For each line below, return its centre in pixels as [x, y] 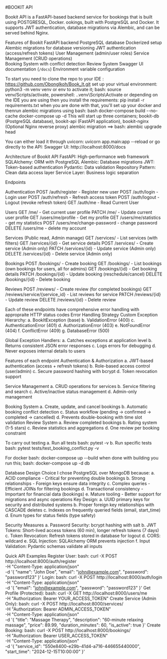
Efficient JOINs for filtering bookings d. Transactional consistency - [74, 489]
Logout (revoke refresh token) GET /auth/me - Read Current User [72, 202]
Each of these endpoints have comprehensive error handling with [72, 309]
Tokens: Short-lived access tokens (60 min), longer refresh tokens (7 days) [82, 530]
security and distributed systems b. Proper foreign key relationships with [80, 505]
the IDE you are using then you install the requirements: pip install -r [75, 100]
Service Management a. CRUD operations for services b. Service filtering [80, 386]
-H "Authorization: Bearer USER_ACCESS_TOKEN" [57, 635]
